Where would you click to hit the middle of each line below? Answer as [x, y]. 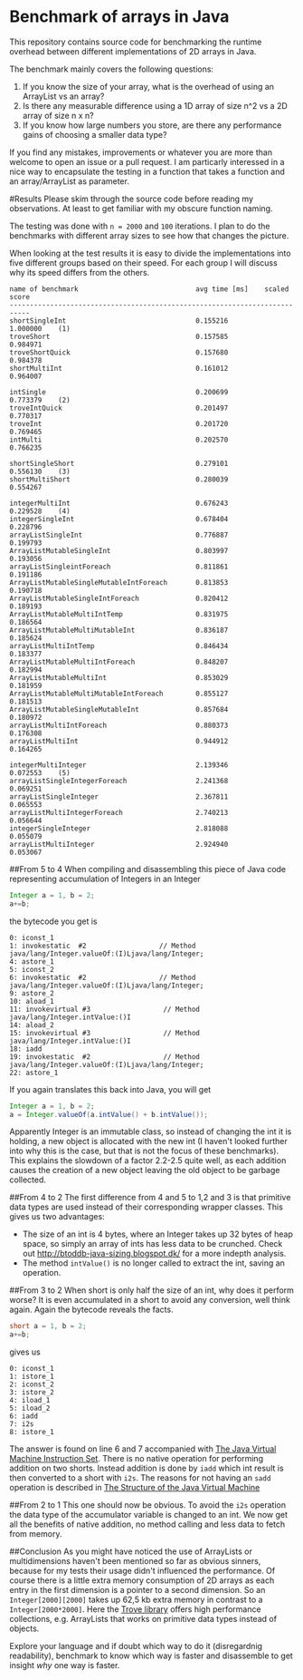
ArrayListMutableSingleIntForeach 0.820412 [119, 598]
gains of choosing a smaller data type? [95, 134]
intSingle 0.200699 [119, 392]
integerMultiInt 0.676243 [119, 503]
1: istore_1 [32, 1377]
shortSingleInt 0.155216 [119, 320]
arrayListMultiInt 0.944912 [119, 741]
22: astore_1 [34, 1073]
